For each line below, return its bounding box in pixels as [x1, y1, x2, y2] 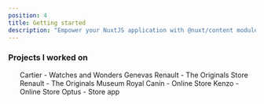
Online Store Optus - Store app [19, 87, 120, 96]
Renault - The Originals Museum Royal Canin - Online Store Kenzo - [19, 78, 240, 87]
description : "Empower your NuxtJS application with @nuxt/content [8, 26, 234, 34]
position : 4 [8, 11, 47, 20]
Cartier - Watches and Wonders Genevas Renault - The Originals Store [19, 70, 249, 80]
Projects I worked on [8, 52, 88, 63]
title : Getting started [8, 19, 86, 27]
